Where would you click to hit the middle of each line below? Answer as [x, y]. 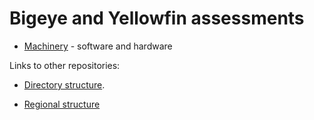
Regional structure [62, 104]
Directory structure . [64, 84]
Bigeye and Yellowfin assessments [157, 18]
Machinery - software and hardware [98, 46]
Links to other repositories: [65, 65]
